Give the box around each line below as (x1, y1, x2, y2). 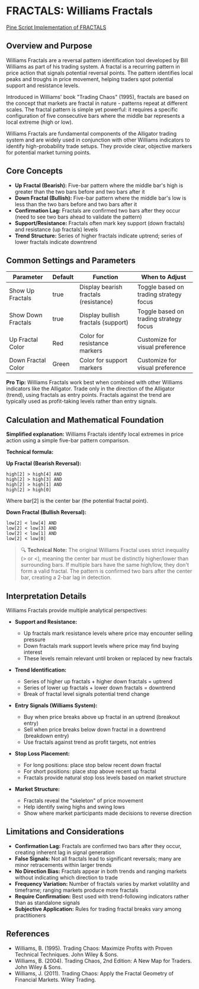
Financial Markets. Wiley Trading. (14, 976, 97, 983)
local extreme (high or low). (6, 118, 73, 126)
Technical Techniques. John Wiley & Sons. (14, 951, 118, 958)
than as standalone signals (14, 899, 80, 906)
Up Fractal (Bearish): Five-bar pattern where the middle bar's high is (14, 182, 184, 189)
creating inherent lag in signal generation (14, 849, 115, 856)
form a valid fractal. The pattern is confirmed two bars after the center (20, 567, 192, 575)
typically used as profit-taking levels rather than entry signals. (6, 398, 158, 405)
